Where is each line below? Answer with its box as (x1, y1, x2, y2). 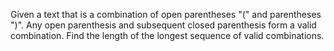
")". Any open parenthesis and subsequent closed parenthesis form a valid (10, 19, 317, 31)
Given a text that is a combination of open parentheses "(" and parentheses (10, 9, 322, 20)
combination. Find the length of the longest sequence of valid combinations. (10, 30, 325, 41)
